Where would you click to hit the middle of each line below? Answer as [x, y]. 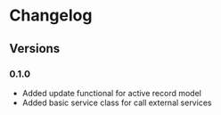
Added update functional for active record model [112, 93]
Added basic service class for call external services [117, 103]
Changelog [51, 16]
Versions [35, 49]
